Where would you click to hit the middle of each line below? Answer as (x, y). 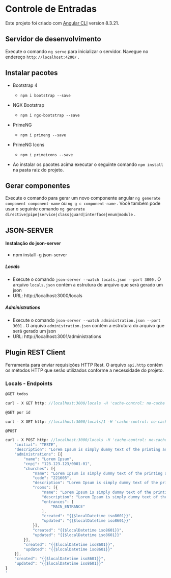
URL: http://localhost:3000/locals (47, 295)
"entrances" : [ (58, 502)
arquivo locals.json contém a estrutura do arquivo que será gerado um (88, 284)
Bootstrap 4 (25, 85)
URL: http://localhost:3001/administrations (57, 336)
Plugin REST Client (35, 353)
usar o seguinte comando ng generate (45, 209)
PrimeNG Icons (28, 144)
